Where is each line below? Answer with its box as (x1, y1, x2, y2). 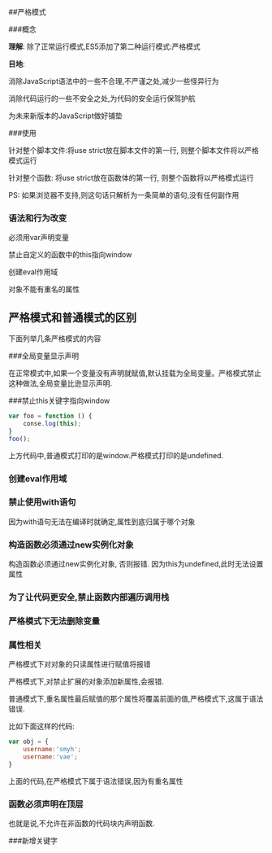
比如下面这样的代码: (8, 721, 76, 731)
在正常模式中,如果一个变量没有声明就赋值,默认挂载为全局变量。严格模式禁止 (8, 369, 262, 378)
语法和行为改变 (8, 212, 67, 224)
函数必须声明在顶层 (8, 798, 84, 810)
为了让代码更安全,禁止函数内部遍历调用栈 (8, 592, 170, 603)
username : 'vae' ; (23, 753, 79, 761)
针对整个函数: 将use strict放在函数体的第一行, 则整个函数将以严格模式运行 (8, 173, 254, 182)
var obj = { (8, 737, 49, 746)
